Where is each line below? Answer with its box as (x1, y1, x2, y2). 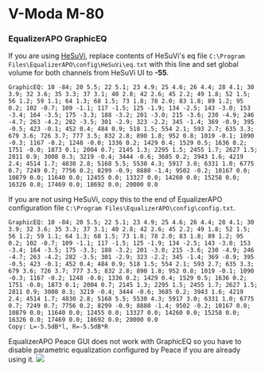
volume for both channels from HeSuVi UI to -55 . (8, 68, 170, 78)
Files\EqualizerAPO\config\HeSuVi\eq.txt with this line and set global (8, 60, 239, 69)
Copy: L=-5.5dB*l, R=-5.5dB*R (8, 323, 109, 331)
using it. (8, 355, 34, 364)
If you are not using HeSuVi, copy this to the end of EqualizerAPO (8, 195, 223, 204)
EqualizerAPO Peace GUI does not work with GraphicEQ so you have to (8, 337, 242, 347)
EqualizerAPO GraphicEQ (8, 33, 107, 45)
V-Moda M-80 (8, 5, 105, 23)
